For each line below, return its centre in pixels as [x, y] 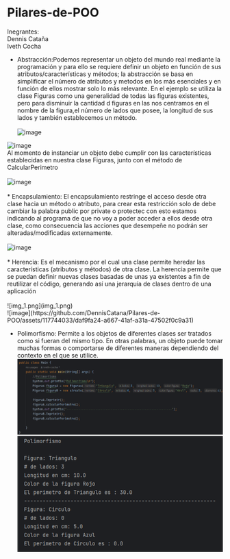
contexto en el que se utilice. [57, 355]
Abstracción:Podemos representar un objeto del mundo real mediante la [119, 59]
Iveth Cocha [24, 46]
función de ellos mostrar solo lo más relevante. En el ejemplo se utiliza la [119, 88]
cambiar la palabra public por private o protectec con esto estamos [102, 211]
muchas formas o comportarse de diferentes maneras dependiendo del [118, 348]
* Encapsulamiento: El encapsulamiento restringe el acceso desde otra [107, 196]
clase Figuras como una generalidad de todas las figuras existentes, [113, 96]
